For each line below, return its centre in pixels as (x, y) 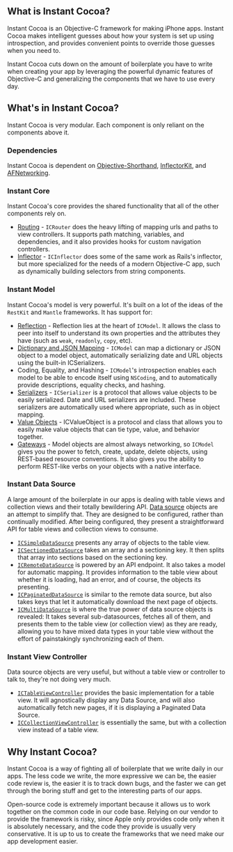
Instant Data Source (41, 484)
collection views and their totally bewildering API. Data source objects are (113, 506)
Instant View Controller (47, 656)
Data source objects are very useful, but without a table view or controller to (116, 672)
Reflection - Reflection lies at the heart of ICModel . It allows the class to (119, 325)
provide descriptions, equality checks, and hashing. (91, 385)
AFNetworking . (29, 173)
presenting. (34, 587)
